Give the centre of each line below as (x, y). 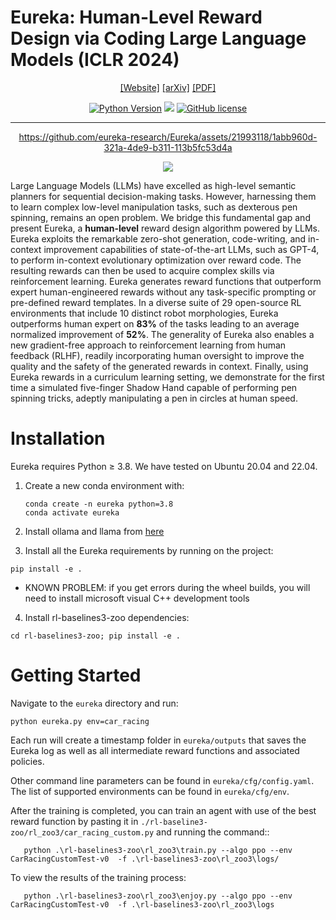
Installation (58, 438)
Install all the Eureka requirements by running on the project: (149, 550)
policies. (27, 761)
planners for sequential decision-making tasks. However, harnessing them (163, 196)
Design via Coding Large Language (158, 38)
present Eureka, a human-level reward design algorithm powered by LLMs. (165, 228)
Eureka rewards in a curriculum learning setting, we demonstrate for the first (167, 377)
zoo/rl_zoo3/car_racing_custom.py (82, 832)
